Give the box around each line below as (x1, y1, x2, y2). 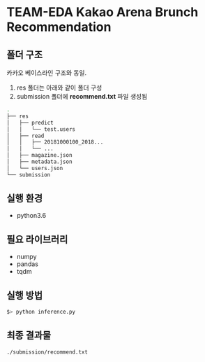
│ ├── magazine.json (6, 152, 73, 159)
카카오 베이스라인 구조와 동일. (6, 69, 87, 77)
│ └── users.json (6, 165, 63, 172)
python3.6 (16, 211, 47, 220)
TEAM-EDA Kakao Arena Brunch (6, 4, 199, 20)
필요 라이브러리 (6, 233, 68, 245)
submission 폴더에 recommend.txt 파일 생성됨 (16, 92, 148, 100)
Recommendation (6, 19, 112, 35)
